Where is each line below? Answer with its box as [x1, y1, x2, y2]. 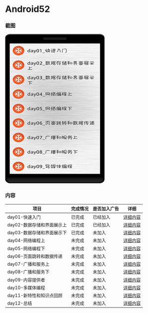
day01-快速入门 [7, 214, 41, 220]
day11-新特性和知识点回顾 [7, 293, 63, 299]
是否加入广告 [92, 206, 119, 212]
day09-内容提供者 [7, 277, 46, 283]
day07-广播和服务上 [7, 261, 50, 267]
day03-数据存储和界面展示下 [7, 230, 67, 236]
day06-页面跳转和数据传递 [7, 253, 63, 259]
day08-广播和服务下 [7, 269, 50, 275]
